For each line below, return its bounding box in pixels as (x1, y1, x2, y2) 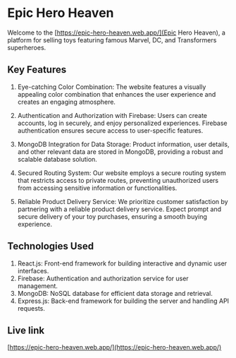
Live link (7, 324, 44, 336)
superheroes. (7, 43, 46, 52)
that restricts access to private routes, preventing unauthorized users (17, 176, 219, 184)
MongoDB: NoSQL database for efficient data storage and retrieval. (17, 289, 213, 297)
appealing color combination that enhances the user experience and (17, 90, 216, 98)
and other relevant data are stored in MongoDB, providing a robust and (17, 147, 223, 156)
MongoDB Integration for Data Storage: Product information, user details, (17, 140, 230, 148)
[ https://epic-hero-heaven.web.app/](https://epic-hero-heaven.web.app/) (7, 343, 222, 352)
